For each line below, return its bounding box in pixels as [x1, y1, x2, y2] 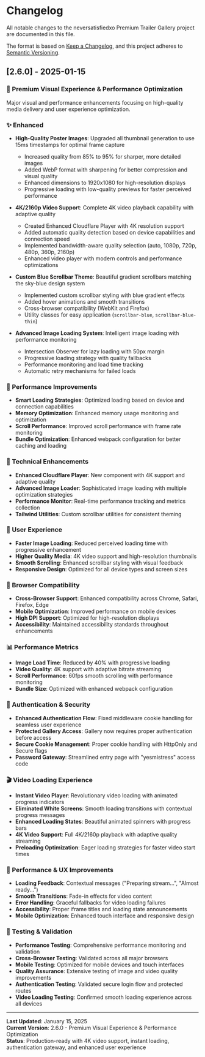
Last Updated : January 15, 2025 [6, 1017, 87, 1025]
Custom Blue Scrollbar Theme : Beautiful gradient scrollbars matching [15, 273, 192, 280]
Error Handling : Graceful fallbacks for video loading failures [15, 899, 166, 906]
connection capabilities [15, 403, 74, 410]
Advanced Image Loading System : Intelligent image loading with [15, 329, 179, 337]
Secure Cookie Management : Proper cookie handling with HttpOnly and [15, 740, 198, 748]
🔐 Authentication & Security [6, 701, 90, 709]
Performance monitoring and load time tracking [24, 361, 143, 368]
